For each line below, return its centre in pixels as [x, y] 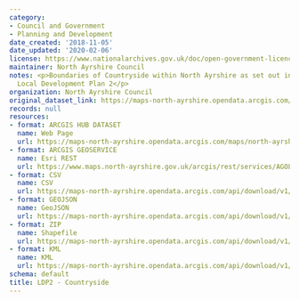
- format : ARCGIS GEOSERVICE [63, 150]
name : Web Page [45, 134]
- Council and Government [57, 26]
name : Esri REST [47, 158]
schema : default [39, 274]
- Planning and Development [61, 34]
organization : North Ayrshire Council [81, 92]
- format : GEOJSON [43, 200]
